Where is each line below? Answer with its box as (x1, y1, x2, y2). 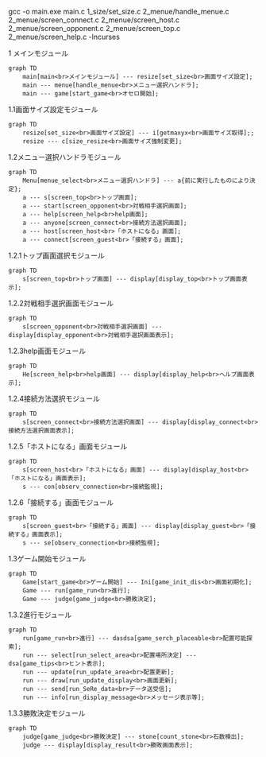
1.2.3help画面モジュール (8, 346, 86, 355)
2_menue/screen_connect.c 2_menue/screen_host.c (8, 15, 180, 25)
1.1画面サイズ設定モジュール (8, 105, 98, 114)
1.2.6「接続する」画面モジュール (8, 498, 114, 507)
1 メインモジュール (8, 49, 69, 58)
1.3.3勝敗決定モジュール (8, 708, 86, 718)
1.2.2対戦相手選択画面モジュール (8, 298, 114, 308)
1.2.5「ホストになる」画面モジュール (8, 441, 128, 451)
